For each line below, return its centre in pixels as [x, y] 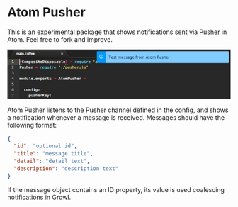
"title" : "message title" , [53, 154]
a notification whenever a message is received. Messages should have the [116, 117]
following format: [32, 125]
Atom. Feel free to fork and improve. [60, 39]
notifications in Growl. [39, 197]
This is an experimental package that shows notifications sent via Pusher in [117, 32]
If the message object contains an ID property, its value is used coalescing [116, 189]
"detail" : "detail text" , [52, 161]
